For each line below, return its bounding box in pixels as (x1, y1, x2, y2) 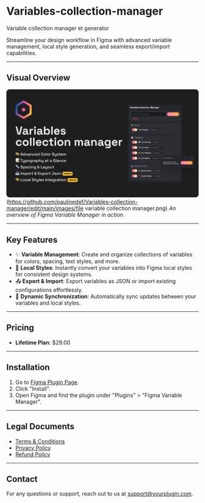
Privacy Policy (15, 444, 51, 451)
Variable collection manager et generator (6, 24, 109, 32)
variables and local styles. (15, 299, 81, 306)
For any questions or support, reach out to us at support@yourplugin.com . (6, 490, 193, 498)
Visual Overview (6, 73, 71, 83)
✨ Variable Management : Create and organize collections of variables (15, 251, 193, 258)
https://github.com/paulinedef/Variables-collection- (8, 198, 138, 206)
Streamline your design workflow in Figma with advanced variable (6, 36, 172, 43)
